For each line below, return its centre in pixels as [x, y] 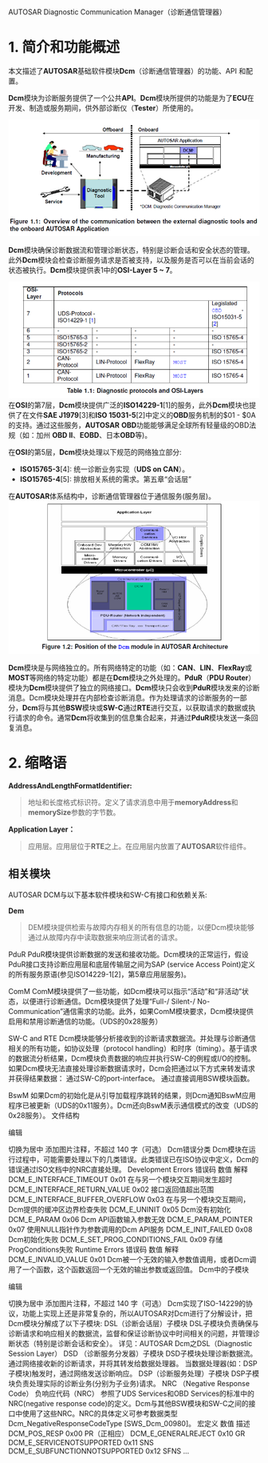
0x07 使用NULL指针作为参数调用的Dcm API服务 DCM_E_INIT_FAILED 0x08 [130, 1229]
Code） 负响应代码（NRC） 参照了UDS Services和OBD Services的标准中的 [132, 1393]
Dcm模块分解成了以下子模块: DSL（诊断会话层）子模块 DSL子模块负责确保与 [134, 1323]
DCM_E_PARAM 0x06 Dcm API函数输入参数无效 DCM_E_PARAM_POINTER [130, 1219]
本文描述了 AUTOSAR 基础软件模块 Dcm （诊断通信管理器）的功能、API [123, 70]
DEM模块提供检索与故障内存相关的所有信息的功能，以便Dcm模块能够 [141, 927]
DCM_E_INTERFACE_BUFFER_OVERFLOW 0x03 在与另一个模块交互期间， [129, 1199]
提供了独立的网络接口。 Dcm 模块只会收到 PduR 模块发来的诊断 [159, 688]
